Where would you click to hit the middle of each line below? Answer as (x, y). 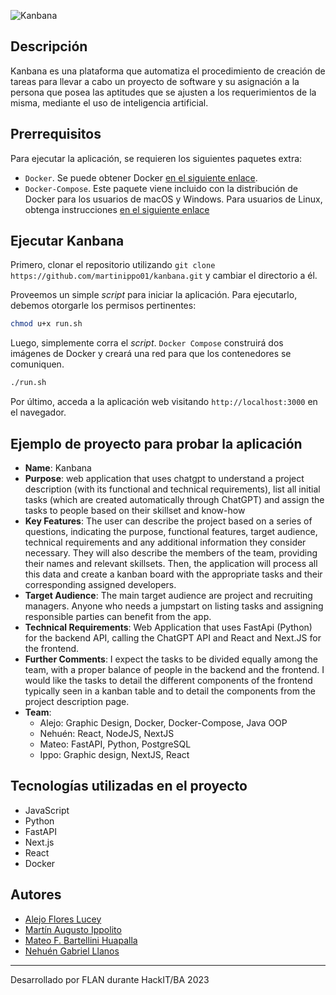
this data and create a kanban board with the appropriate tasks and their (173, 574)
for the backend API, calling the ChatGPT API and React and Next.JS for (173, 638)
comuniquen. (37, 364)
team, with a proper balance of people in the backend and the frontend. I (174, 669)
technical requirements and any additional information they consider (165, 542)
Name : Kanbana (58, 468)
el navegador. (38, 412)
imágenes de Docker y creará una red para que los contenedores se (151, 354)
